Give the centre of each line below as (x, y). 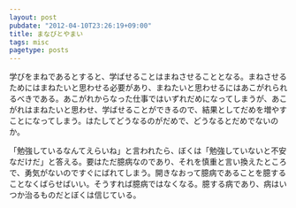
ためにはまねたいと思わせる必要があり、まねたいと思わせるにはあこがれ (140, 88)
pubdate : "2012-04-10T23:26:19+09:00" (80, 26)
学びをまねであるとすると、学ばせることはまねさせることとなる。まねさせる (148, 77)
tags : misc (29, 42)
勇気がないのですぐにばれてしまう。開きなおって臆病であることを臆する (156, 173)
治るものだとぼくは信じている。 (83, 195)
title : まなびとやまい (46, 34)
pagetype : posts (39, 50)
